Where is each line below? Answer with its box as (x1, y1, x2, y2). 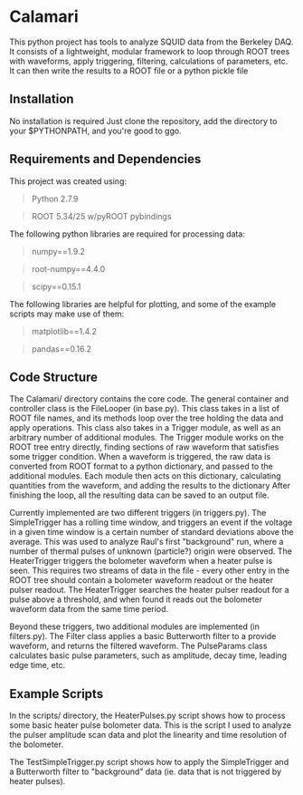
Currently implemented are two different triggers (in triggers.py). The (9, 508, 267, 519)
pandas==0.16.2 (31, 343, 92, 354)
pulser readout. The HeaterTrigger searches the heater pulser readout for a (9, 585, 289, 596)
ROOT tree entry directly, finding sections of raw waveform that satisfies (9, 441, 279, 452)
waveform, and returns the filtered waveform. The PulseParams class (9, 641, 268, 652)
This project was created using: (9, 175, 128, 187)
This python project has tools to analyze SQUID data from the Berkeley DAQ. (9, 36, 294, 47)
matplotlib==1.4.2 (31, 325, 98, 336)
